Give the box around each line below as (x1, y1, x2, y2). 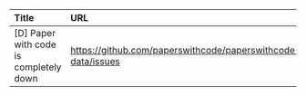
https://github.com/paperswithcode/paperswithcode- (70, 44, 301, 56)
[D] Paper (14, 27, 56, 39)
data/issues (70, 55, 120, 67)
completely (14, 61, 62, 73)
